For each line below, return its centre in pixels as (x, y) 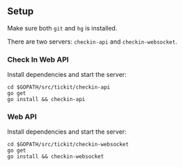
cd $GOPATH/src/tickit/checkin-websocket (68, 145)
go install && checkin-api (46, 100)
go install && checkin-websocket (56, 157)
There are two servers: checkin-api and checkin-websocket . (92, 42)
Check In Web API (38, 60)
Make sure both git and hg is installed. (62, 28)
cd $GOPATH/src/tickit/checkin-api (59, 87)
